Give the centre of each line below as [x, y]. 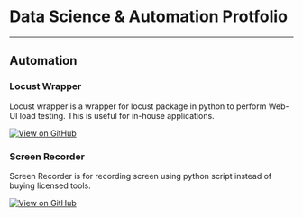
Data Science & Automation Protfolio [149, 17]
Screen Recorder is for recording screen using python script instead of [141, 176]
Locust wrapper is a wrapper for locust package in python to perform [138, 106]
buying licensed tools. [50, 185]
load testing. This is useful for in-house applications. [117, 115]
